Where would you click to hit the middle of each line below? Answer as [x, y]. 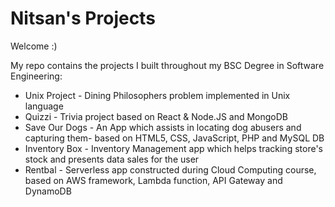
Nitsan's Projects [83, 18]
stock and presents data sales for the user [112, 159]
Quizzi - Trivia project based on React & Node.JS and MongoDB [156, 116]
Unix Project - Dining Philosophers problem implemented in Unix [157, 95]
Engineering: [36, 76]
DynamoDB [48, 191]
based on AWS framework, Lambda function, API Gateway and [153, 180]
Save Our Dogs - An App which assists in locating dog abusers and [163, 127]
